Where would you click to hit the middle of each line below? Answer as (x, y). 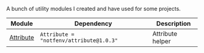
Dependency (93, 23)
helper (162, 41)
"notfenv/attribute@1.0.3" (79, 41)
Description (174, 23)
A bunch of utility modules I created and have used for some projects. (93, 9)
